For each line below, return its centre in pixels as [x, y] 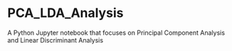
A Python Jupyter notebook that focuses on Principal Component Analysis [116, 33]
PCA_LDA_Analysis [65, 13]
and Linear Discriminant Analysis [56, 40]
